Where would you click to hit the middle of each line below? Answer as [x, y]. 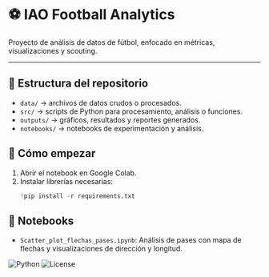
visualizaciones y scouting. [53, 50]
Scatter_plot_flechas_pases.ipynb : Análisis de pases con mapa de [130, 240]
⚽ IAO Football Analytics [92, 15]
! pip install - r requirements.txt [77, 196]
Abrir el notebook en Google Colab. [78, 173]
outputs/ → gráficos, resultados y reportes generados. [110, 119]
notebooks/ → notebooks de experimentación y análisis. [112, 128]
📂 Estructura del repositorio [78, 84]
